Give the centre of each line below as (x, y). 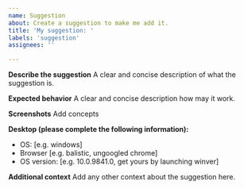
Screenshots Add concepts (54, 114)
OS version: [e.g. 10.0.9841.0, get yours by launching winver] (119, 162)
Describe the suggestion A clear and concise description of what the (122, 75)
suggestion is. (31, 83)
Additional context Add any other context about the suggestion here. (122, 177)
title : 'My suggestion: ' (51, 30)
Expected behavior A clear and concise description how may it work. (122, 98)
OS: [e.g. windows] (51, 145)
